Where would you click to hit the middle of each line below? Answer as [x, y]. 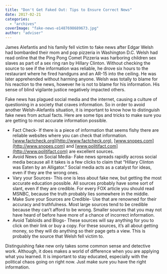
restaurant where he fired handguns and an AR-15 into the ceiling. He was [81, 74]
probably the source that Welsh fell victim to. [58, 236]
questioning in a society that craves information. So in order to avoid [75, 105]
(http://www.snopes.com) [39, 146]
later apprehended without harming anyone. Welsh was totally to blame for [82, 79]
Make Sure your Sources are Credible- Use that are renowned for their [84, 199]
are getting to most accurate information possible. [56, 121]
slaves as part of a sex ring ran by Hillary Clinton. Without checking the [78, 63]
